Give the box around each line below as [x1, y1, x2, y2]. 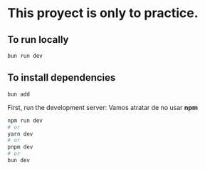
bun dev [7, 157, 31, 164]
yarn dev [7, 130, 33, 137]
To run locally [7, 34, 69, 46]
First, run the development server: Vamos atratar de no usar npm [7, 103, 198, 111]
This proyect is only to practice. [7, 5, 199, 21]
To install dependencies [7, 71, 116, 84]
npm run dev [7, 116, 43, 124]
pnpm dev [7, 144, 33, 151]
